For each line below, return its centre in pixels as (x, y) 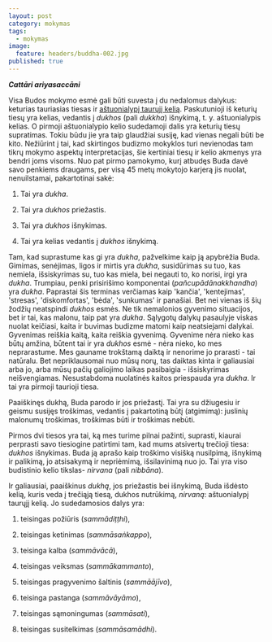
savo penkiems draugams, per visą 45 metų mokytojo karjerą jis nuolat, (128, 169)
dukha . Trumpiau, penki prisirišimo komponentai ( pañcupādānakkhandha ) (133, 282)
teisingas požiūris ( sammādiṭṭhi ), (75, 518)
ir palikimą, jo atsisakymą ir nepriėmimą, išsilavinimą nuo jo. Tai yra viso (128, 461)
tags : (17, 31)
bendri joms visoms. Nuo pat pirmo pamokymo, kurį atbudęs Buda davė (128, 160)
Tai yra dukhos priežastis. (63, 209)
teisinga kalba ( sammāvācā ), (69, 550)
